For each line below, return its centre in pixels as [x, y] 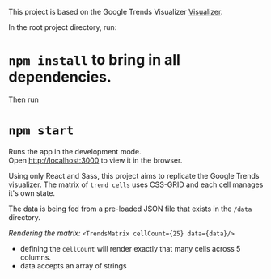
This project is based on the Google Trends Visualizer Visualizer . [116, 12]
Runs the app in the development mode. [75, 151]
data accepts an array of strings [73, 265]
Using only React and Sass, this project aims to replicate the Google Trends [134, 175]
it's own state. [32, 192]
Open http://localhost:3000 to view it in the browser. [95, 160]
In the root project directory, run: [63, 27]
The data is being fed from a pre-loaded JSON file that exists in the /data [130, 209]
